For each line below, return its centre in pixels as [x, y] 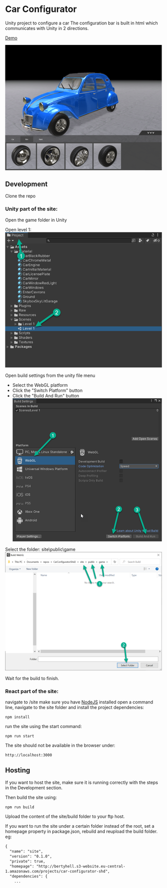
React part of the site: [32, 691]
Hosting [18, 771]
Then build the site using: [31, 797]
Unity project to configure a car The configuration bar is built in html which [82, 23]
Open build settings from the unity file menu [50, 375]
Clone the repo [20, 196]
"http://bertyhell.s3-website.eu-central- [81, 866]
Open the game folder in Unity [36, 220]
